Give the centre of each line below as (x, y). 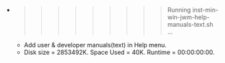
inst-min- (205, 10)
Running (179, 10)
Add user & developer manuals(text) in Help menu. (95, 45)
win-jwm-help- (188, 17)
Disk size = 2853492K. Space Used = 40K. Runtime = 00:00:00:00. (119, 52)
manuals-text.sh (190, 24)
